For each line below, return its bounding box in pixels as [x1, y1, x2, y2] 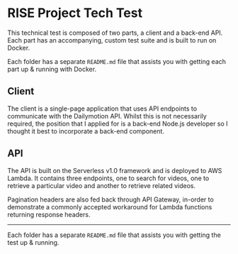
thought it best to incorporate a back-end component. [7, 126, 165, 136]
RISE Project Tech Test [7, 5, 143, 21]
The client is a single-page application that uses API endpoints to [7, 104, 197, 113]
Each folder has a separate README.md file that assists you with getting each [7, 57, 227, 65]
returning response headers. [7, 210, 91, 219]
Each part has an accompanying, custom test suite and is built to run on [7, 35, 217, 44]
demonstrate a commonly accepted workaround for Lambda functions [7, 202, 212, 211]
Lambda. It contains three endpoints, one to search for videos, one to [7, 174, 210, 182]
